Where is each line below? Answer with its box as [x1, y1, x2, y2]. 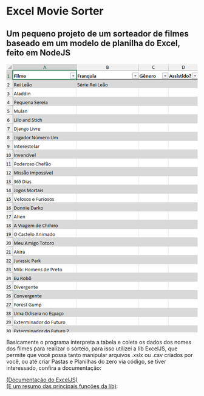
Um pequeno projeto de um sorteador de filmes [6, 29, 189, 39]
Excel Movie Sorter [6, 4, 104, 18]
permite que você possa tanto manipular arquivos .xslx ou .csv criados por [6, 351, 193, 358]
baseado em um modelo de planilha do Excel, [6, 38, 180, 48]
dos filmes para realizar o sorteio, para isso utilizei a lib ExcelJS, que [6, 345, 178, 352]
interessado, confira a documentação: [6, 364, 102, 372]
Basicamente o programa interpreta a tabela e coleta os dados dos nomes [6, 338, 192, 346]
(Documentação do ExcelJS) [6, 376, 78, 383]
